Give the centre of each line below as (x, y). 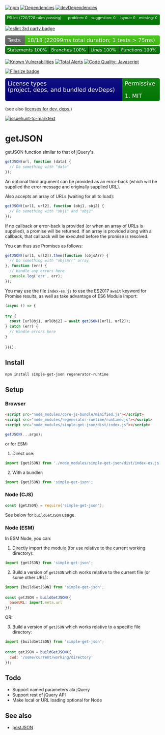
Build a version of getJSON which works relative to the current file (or (81, 572)
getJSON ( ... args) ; (24, 434)
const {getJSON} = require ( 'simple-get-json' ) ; (55, 505)
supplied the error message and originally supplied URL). (63, 187)
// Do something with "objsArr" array (49, 261)
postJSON (23, 728)
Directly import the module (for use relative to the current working (79, 548)
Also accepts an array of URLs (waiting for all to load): (60, 196)
